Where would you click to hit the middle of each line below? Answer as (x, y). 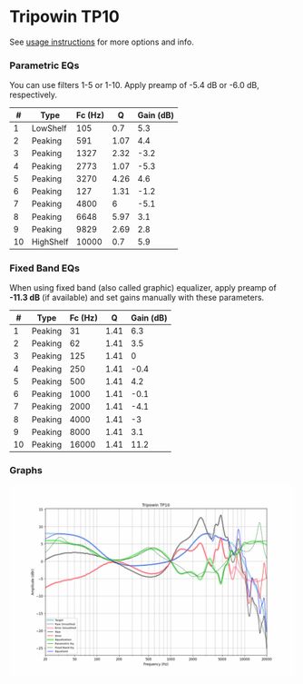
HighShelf (50, 242)
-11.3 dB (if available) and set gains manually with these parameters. (137, 298)
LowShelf (49, 128)
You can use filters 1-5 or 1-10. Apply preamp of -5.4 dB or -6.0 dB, (135, 85)
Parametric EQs (44, 65)
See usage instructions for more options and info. (102, 42)
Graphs (26, 471)
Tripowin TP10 (64, 17)
